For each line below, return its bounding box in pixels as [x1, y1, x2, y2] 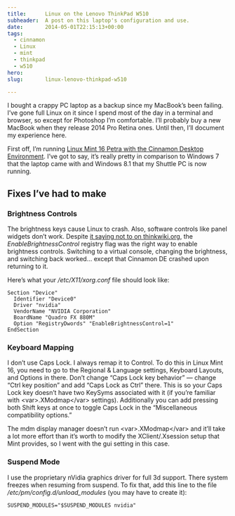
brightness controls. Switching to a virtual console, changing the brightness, [7, 247, 228, 256]
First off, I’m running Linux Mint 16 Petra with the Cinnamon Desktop [7, 145, 204, 153]
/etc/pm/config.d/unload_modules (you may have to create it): [7, 488, 187, 496]
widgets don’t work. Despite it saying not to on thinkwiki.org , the [7, 232, 193, 241]
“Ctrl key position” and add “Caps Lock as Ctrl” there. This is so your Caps [7, 381, 222, 389]
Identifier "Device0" [13, 296, 77, 303]
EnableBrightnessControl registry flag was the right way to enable [7, 240, 198, 248]
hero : [7, 69, 23, 76]
